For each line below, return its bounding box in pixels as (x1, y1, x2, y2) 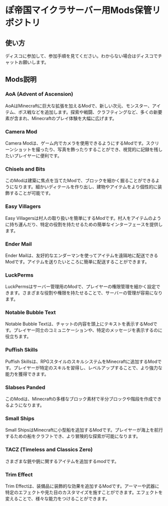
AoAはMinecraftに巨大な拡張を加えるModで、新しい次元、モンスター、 (5, 102, 152, 108)
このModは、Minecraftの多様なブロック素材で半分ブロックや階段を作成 (5, 396, 153, 402)
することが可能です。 (9, 190, 54, 196)
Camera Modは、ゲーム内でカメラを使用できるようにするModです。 (5, 140, 146, 146)
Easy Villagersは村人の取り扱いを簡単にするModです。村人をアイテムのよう (5, 215, 161, 221)
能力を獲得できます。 (5, 371, 49, 377)
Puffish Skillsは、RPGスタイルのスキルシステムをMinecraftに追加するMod (5, 358, 157, 364)
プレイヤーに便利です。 (14, 153, 62, 159)
